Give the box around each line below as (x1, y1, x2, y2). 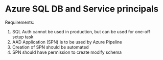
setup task (12, 34, 34, 40)
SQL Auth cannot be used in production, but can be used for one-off (12, 29, 151, 34)
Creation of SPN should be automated (12, 44, 89, 50)
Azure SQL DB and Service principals (5, 3, 159, 15)
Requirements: (5, 19, 34, 25)
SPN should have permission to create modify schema (12, 49, 122, 55)
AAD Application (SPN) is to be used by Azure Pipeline (12, 39, 122, 45)
